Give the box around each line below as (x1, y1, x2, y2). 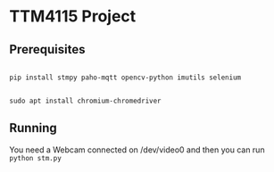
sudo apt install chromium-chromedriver (9, 96, 162, 105)
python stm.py (9, 153, 62, 162)
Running (9, 120, 58, 135)
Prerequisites (9, 42, 86, 57)
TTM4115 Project (9, 6, 137, 27)
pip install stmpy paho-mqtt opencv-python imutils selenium (9, 73, 242, 82)
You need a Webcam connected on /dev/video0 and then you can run (9, 144, 265, 155)
